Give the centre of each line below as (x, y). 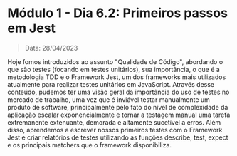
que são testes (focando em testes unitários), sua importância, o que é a (114, 69)
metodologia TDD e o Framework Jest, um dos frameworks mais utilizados (117, 77)
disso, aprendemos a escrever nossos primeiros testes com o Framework (115, 130)
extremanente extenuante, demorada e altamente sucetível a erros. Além (114, 122)
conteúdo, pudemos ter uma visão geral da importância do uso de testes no (118, 92)
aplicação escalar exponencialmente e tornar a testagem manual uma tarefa (119, 115)
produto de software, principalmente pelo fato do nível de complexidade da (118, 107)
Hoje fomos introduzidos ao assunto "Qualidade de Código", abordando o (115, 61)
